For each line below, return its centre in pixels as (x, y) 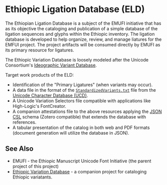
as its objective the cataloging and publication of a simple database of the (81, 28)
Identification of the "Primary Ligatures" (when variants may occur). (82, 85)
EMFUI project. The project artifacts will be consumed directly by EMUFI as (83, 44)
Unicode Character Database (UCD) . (50, 95)
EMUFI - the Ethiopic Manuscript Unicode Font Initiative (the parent (82, 161)
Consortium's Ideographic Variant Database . (51, 65)
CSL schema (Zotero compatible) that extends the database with (79, 116)
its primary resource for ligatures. (40, 50)
